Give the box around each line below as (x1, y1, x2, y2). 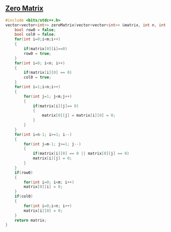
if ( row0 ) (14, 170, 33, 175)
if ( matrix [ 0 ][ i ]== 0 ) (24, 46, 68, 52)
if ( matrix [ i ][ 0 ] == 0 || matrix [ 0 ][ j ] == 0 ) (32, 151, 130, 156)
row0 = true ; (24, 51, 52, 56)
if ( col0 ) (14, 194, 33, 199)
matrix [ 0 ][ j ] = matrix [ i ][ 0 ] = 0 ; (41, 113, 116, 118)
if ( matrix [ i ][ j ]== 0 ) (32, 103, 79, 109)
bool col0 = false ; (14, 32, 56, 37)
